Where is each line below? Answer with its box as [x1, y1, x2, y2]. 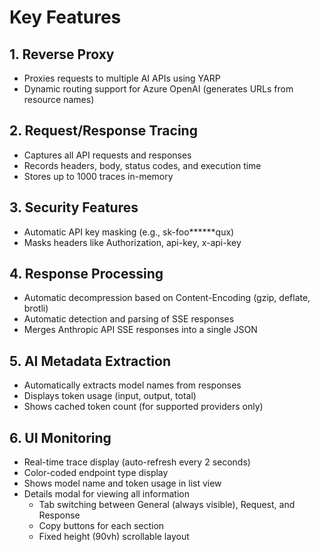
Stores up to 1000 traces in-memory [23, 170, 174, 182]
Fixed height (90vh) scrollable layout [38, 531, 190, 543]
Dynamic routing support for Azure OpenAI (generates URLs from [23, 83, 294, 95]
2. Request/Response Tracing [9, 122, 198, 140]
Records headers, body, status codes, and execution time [23, 159, 262, 171]
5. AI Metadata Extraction [9, 352, 171, 370]
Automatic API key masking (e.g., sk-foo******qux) [23, 226, 235, 238]
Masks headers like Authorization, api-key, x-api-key [23, 236, 242, 248]
